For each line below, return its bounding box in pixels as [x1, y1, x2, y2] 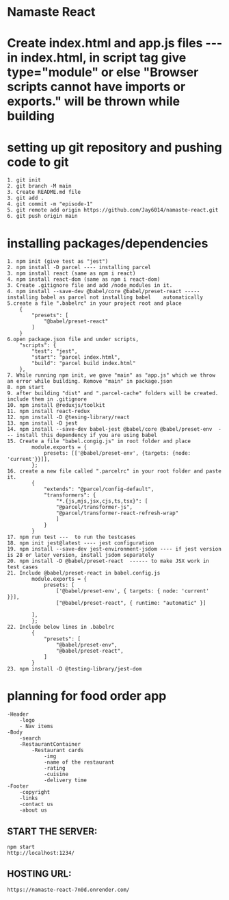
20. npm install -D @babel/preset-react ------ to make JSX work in [7, 558, 210, 565]
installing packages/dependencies [7, 236, 208, 251]
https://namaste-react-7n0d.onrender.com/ [7, 886, 130, 893]
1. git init [7, 177, 41, 184]
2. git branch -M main [7, 183, 72, 190]
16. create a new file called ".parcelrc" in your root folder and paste [7, 468, 222, 475]
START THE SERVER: [7, 825, 98, 837]
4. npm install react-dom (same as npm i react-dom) [7, 276, 161, 283]
